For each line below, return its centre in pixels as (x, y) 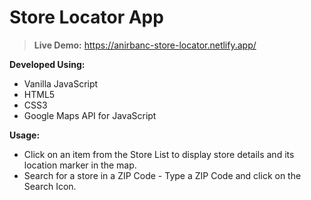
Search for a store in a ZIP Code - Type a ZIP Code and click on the (162, 175)
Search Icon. (50, 186)
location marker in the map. (80, 165)
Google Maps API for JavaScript (90, 115)
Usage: (25, 135)
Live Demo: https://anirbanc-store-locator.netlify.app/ (145, 45)
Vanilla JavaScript (61, 83)
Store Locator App (86, 17)
